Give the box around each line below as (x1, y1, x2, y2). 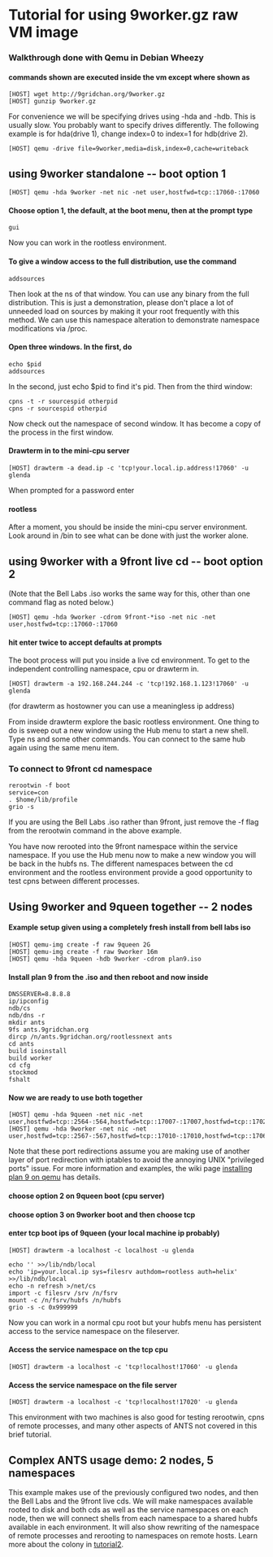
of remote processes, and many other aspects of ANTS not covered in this (8, 1421, 258, 1431)
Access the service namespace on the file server (8, 1380, 177, 1389)
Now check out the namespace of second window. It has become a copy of (8, 418, 262, 428)
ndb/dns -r (8, 1012, 45, 1020)
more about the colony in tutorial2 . (8, 1540, 124, 1550)
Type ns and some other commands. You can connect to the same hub (8, 734, 246, 744)
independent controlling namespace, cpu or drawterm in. (8, 664, 199, 674)
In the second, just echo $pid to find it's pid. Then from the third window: (8, 381, 253, 391)
